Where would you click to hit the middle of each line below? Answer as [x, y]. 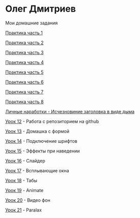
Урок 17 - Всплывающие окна [37, 170]
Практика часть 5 [24, 72]
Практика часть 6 [25, 82]
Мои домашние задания [32, 23]
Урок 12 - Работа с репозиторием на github [52, 121]
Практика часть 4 [25, 62]
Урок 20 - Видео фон [28, 200]
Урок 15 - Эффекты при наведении [43, 151]
